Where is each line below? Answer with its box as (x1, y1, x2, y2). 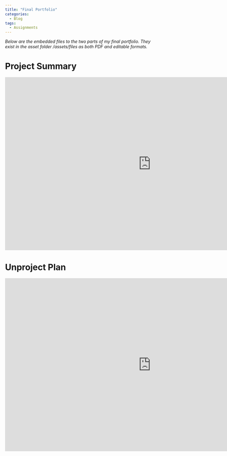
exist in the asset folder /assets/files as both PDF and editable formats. (5, 44, 148, 50)
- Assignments (9, 25, 38, 30)
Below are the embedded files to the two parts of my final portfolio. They (5, 38, 151, 44)
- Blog (9, 16, 23, 21)
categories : (5, 12, 29, 17)
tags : (5, 20, 16, 26)
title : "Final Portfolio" (5, 7, 57, 12)
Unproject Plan (5, 262, 66, 273)
